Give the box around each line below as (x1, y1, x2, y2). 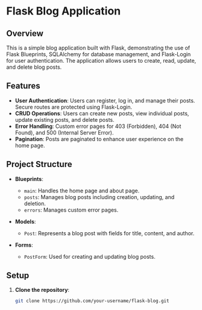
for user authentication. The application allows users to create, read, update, (6, 57, 197, 64)
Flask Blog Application (6, 4, 121, 18)
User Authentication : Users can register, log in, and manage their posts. (14, 96, 195, 104)
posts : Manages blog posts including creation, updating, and (24, 193, 175, 200)
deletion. (24, 200, 46, 207)
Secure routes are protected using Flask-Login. (14, 103, 133, 110)
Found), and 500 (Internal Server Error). (14, 128, 114, 136)
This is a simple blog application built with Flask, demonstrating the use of (6, 44, 191, 51)
